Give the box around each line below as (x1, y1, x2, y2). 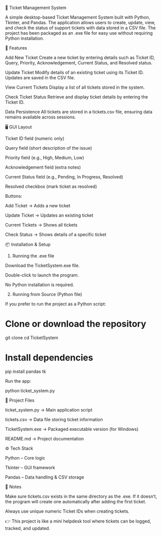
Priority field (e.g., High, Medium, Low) (5, 155, 84, 161)
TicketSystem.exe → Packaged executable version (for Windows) (5, 426, 139, 432)
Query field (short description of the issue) (5, 145, 93, 151)
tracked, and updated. (5, 525, 51, 531)
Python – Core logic (5, 455, 46, 461)
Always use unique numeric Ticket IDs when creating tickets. (5, 508, 130, 514)
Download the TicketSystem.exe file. (5, 263, 80, 268)
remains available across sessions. (5, 114, 76, 120)
